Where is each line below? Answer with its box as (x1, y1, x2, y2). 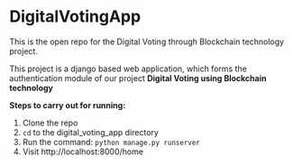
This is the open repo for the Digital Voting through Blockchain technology (9, 36, 285, 47)
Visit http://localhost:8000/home (22, 146, 144, 157)
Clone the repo (22, 117, 78, 128)
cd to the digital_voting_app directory (22, 126, 160, 137)
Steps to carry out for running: (9, 99, 126, 110)
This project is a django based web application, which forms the (9, 63, 248, 74)
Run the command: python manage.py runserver (22, 136, 200, 147)
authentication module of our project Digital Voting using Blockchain (9, 72, 267, 83)
